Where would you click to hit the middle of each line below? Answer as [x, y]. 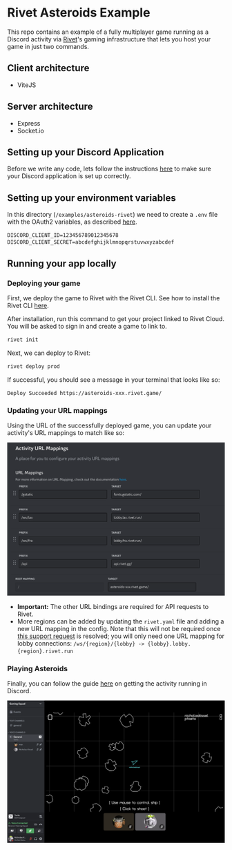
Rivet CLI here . [28, 305]
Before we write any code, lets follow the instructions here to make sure [109, 169]
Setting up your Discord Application [86, 152]
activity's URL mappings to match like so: [66, 432]
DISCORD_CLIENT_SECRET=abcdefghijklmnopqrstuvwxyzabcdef [91, 242]
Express [29, 123]
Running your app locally [62, 263]
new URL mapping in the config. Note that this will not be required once [119, 628]
